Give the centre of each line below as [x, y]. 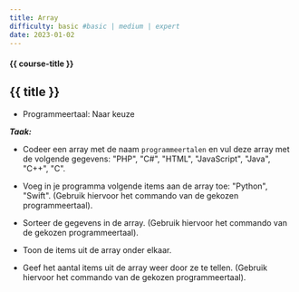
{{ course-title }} [42, 63]
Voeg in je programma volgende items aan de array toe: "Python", [145, 186]
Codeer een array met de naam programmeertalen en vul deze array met [156, 149]
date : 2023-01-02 [42, 34]
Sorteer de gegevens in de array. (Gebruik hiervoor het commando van [155, 222]
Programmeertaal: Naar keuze [78, 113]
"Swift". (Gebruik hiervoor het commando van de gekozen [130, 195]
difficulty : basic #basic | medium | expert [95, 26]
